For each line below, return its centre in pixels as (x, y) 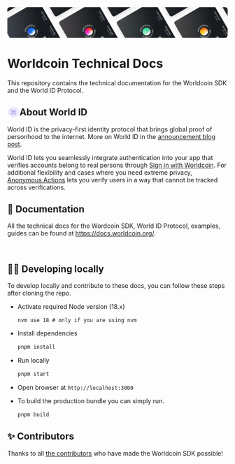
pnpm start (33, 374)
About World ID (54, 112)
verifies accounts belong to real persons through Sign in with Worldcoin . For (117, 165)
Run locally (33, 361)
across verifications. (37, 187)
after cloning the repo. (39, 293)
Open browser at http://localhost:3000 (76, 388)
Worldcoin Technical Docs (85, 64)
